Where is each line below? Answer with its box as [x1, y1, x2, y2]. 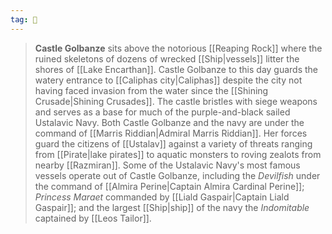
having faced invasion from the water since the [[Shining [34, 84, 269, 96]
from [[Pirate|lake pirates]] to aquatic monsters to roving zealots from [34, 148, 322, 160]
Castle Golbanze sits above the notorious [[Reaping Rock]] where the [34, 42, 323, 54]
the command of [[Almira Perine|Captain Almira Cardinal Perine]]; [34, 180, 305, 192]
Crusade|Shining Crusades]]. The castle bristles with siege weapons [34, 95, 318, 107]
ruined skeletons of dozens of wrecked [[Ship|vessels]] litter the [34, 52, 300, 65]
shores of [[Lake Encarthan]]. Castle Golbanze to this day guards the [34, 63, 319, 75]
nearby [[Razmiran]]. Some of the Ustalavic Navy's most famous [34, 159, 301, 171]
